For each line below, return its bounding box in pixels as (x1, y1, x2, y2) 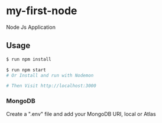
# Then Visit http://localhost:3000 (6, 83, 96, 89)
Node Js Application (6, 24, 56, 31)
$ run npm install (6, 56, 51, 62)
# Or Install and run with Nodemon (6, 72, 94, 78)
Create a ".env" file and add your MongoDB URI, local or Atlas (6, 110, 156, 117)
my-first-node (6, 4, 77, 18)
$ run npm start (6, 67, 46, 73)
